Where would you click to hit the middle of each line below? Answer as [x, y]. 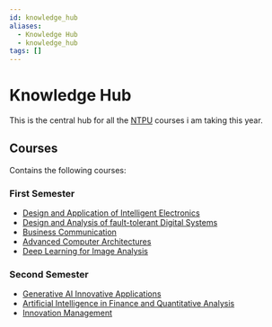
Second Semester [49, 275]
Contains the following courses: [68, 170]
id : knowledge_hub [44, 18]
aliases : [26, 26]
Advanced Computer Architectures [87, 242]
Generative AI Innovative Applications [92, 294]
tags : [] [26, 51]
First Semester [42, 193]
